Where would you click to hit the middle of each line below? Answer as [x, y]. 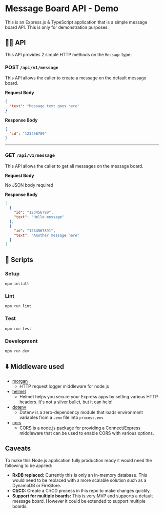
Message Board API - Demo [62, 9]
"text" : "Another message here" [47, 235]
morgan [20, 381]
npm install [17, 284]
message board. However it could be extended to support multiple [79, 501]
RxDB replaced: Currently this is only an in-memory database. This [80, 475]
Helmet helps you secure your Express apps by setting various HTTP [89, 396]
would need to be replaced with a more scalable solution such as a [79, 480]
